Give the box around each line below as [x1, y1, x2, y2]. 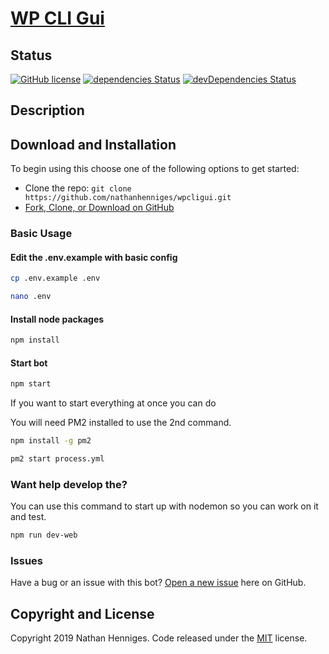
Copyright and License [10, 605, 155, 622]
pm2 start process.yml [10, 454, 105, 464]
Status [10, 47, 53, 64]
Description [10, 102, 85, 119]
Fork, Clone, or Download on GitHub [24, 202, 175, 214]
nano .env [10, 292, 52, 302]
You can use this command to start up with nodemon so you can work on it [10, 500, 319, 512]
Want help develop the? [10, 477, 128, 491]
